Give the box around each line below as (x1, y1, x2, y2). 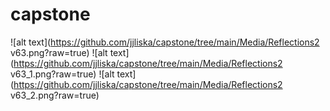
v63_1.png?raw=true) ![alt (10, 68, 115, 80)
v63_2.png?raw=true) (10, 89, 100, 101)
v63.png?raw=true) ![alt (10, 46, 108, 58)
